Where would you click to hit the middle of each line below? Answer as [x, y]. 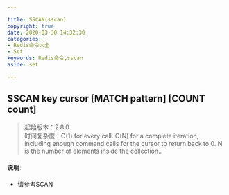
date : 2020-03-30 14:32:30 [46, 32]
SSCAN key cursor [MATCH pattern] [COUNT [107, 99]
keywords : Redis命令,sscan [45, 58]
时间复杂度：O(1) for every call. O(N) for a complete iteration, [111, 136]
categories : [24, 39]
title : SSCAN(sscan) [37, 19]
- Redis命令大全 [28, 46]
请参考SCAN [35, 184]
